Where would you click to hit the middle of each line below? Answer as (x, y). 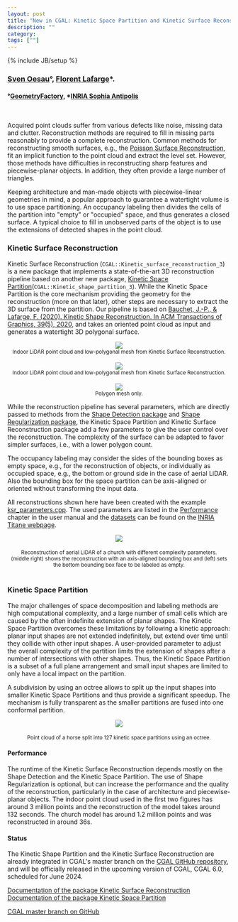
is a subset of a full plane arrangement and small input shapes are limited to (118, 666)
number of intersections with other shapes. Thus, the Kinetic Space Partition (119, 658)
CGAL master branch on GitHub (53, 912)
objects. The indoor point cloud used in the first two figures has (120, 799)
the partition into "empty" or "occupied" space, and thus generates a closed (119, 215)
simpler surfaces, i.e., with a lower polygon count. (80, 444)
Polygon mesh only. (119, 394)
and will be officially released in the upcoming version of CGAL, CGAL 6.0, (115, 869)
